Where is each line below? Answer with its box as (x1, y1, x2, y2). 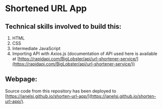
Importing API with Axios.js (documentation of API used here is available (12, 51, 158, 56)
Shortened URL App (5, 3, 87, 14)
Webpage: (5, 75, 38, 83)
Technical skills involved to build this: (5, 22, 122, 31)
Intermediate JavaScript (12, 46, 61, 51)
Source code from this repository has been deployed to (5, 88, 116, 94)
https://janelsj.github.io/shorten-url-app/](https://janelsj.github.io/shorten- (6, 93, 156, 99)
